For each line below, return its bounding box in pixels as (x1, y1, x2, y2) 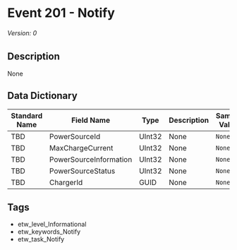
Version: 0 (7, 28, 37, 37)
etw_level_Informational (17, 220, 87, 229)
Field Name (71, 115, 111, 125)
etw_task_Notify (17, 235, 65, 244)
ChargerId (49, 177, 83, 187)
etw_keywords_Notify (17, 227, 81, 236)
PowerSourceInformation (49, 154, 133, 164)
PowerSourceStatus (49, 166, 116, 176)
